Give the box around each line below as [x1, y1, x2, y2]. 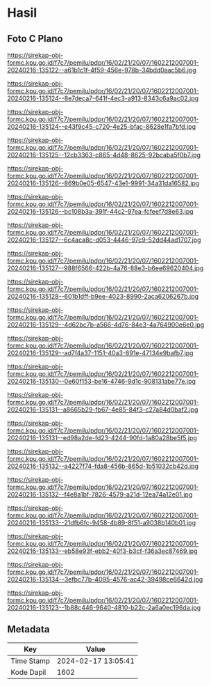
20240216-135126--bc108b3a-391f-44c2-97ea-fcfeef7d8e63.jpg [7, 208, 194, 215]
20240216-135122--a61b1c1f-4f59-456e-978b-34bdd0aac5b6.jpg [7, 66, 196, 74]
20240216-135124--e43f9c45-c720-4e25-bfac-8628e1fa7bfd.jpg [7, 123, 196, 130]
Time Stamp [10, 656, 51, 666]
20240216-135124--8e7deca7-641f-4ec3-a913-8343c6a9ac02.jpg [7, 94, 199, 102]
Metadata [7, 623, 50, 635]
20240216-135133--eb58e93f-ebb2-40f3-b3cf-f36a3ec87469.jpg [7, 547, 198, 555]
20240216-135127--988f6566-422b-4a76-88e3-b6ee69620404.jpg [7, 264, 204, 272]
